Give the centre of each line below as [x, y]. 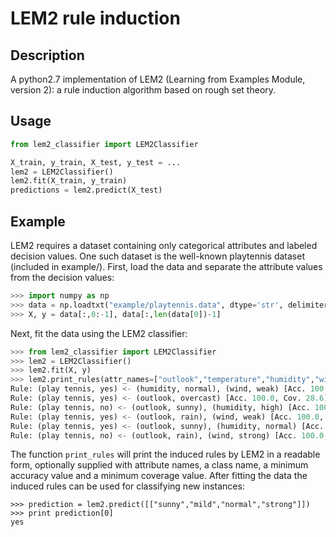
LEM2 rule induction [95, 18]
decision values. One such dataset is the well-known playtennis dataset [157, 256]
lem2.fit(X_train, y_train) [69, 181]
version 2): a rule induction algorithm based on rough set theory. [143, 90]
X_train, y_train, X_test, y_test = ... [96, 162]
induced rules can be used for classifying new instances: [127, 486]
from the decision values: [62, 277]
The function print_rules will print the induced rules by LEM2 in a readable [165, 454]
